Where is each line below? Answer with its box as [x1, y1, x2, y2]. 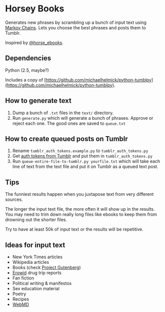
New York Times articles [12, 254, 63, 260]
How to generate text [5, 96, 72, 105]
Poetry [12, 291, 26, 297]
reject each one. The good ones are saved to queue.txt [12, 120, 126, 126]
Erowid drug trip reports [12, 270, 62, 276]
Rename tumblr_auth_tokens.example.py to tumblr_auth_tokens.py [12, 148, 148, 154]
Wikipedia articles [12, 259, 49, 265]
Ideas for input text [5, 240, 66, 249]
